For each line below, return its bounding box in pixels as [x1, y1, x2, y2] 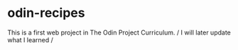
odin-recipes [7, 5, 85, 21]
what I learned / [7, 35, 53, 44]
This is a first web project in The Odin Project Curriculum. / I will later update [7, 28, 231, 37]
